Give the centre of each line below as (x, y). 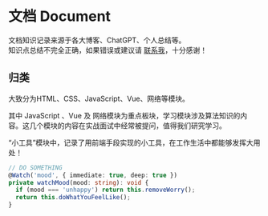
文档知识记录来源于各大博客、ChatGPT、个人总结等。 (97, 40)
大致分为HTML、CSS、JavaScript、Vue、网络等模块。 (99, 98)
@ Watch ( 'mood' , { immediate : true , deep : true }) (93, 175)
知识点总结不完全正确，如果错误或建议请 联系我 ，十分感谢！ (108, 50)
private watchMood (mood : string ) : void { (79, 182)
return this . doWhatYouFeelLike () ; (73, 198)
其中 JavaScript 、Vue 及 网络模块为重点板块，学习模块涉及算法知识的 (124, 115)
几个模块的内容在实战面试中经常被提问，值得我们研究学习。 (128, 126)
